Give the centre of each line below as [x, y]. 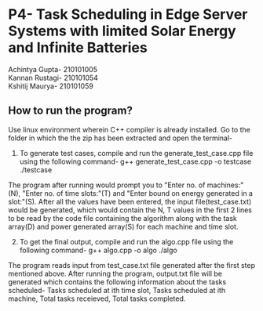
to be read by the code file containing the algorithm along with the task [123, 218]
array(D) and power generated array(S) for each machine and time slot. [123, 226]
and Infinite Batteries [78, 48]
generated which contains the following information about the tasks [117, 282]
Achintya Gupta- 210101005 [53, 69]
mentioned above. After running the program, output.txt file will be [115, 273]
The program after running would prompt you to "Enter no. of [107, 185]
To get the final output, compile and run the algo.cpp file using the [126, 241]
